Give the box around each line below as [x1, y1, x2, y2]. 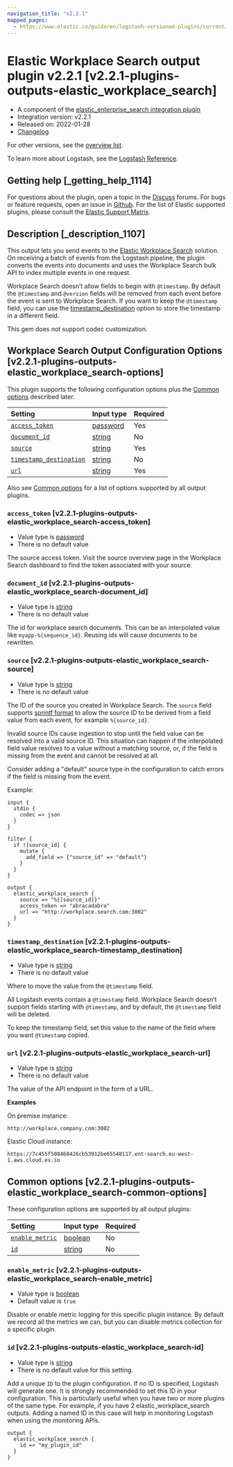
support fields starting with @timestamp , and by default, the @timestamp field [7, 1003, 221, 1011]
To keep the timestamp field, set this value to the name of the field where [7, 1023, 216, 1032]
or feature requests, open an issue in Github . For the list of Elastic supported [7, 201, 225, 209]
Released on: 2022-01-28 [17, 120, 91, 128]
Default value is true [17, 1297, 76, 1305]
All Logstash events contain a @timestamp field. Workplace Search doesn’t [7, 995, 217, 1003]
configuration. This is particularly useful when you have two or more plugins [7, 1393, 225, 1402]
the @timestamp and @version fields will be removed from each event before [7, 289, 222, 297]
